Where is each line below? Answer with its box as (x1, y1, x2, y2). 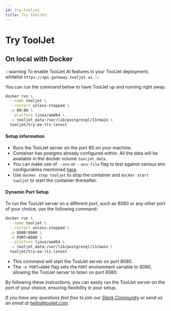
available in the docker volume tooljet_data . (12, 155, 107, 161)
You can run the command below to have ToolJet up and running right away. (5, 84, 166, 90)
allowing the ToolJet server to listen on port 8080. (12, 269, 118, 276)
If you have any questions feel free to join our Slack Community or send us (5, 295, 163, 301)
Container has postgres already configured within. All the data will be (12, 150, 158, 156)
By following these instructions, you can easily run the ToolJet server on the (5, 279, 165, 285)
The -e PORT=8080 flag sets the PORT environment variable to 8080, (12, 264, 152, 270)
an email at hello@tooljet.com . (5, 300, 70, 306)
